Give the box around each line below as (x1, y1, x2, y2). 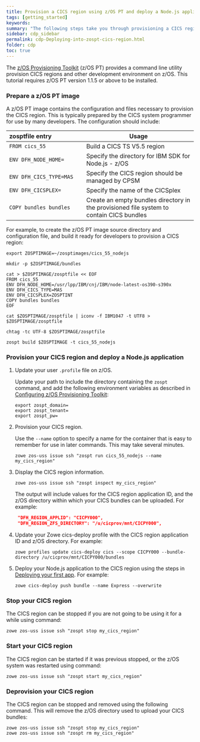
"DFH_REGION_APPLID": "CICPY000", (17, 515, 104, 521)
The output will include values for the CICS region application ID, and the (14, 490, 193, 498)
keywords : (6, 20, 31, 26)
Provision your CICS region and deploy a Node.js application (6, 353, 185, 361)
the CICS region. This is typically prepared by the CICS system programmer (6, 112, 192, 119)
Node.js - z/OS (86, 160, 129, 168)
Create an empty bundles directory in (86, 196, 190, 204)
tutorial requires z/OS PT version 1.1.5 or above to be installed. (6, 76, 158, 84)
